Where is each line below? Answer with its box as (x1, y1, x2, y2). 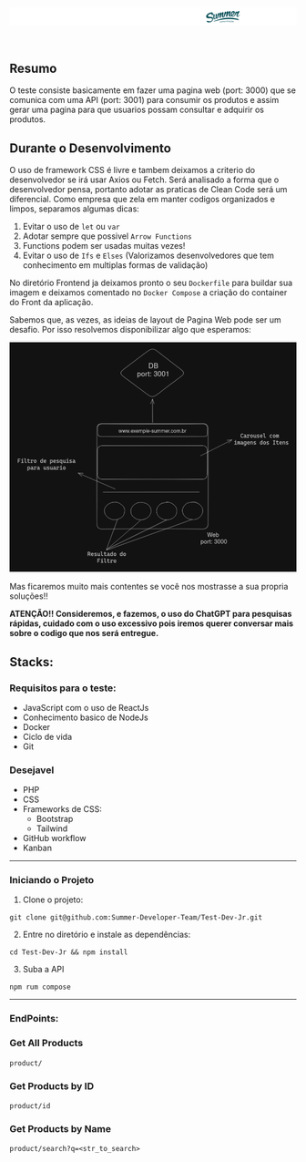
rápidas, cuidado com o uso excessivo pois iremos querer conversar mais (9, 618, 294, 629)
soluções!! (9, 591, 48, 602)
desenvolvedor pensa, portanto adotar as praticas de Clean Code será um (9, 184, 288, 195)
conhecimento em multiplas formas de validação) (22, 260, 209, 271)
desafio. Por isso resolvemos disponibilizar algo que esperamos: (9, 324, 252, 335)
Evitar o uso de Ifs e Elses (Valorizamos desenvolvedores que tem (22, 250, 275, 262)
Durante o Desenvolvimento (9, 140, 171, 156)
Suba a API (22, 964, 65, 975)
